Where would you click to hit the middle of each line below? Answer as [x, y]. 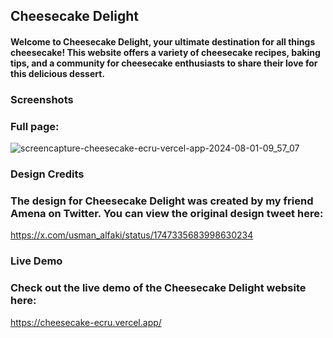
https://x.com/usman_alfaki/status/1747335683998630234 [132, 235]
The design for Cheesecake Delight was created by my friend [162, 201]
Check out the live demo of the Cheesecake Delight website [158, 288]
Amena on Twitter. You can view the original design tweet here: [167, 214]
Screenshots [42, 99]
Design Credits [47, 174]
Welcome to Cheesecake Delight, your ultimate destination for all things [163, 41]
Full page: [35, 126]
